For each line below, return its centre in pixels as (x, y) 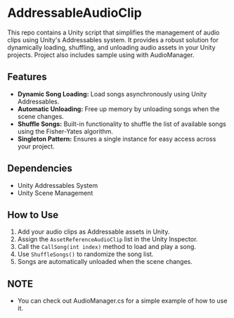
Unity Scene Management (55, 193)
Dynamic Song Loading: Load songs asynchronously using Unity (112, 94)
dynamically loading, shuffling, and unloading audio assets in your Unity (111, 47)
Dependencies (40, 168)
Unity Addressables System (58, 185)
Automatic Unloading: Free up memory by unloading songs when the (118, 109)
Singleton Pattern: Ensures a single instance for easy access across (117, 139)
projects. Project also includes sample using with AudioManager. (101, 55)
